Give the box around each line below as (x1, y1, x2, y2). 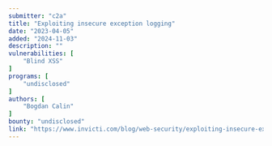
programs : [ (8, 72, 49, 80)
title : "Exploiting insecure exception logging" (8, 19, 176, 28)
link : (8, 125, 27, 133)
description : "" (8, 42, 63, 50)
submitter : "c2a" (8, 11, 67, 20)
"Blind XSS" (23, 58, 63, 66)
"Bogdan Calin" (23, 102, 74, 110)
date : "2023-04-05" (8, 27, 74, 35)
